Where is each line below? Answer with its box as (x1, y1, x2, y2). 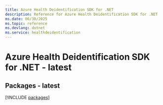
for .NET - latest (5, 62, 72, 73)
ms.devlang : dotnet (5, 26, 45, 31)
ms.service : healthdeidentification (5, 30, 81, 35)
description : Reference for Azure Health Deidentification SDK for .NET (5, 12, 158, 17)
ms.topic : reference (5, 21, 48, 26)
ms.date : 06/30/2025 (5, 16, 48, 21)
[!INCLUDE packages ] (5, 95, 50, 100)
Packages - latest (5, 81, 60, 90)
